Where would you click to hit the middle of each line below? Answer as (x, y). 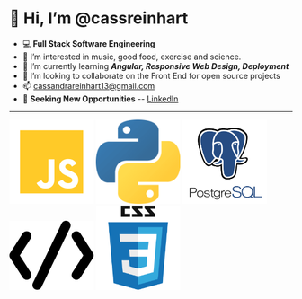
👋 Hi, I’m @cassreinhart (99, 18)
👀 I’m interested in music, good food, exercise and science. (132, 57)
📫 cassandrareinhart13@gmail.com (89, 85)
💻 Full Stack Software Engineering (89, 43)
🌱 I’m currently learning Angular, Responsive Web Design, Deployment (155, 66)
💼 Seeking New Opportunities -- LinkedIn (100, 99)
